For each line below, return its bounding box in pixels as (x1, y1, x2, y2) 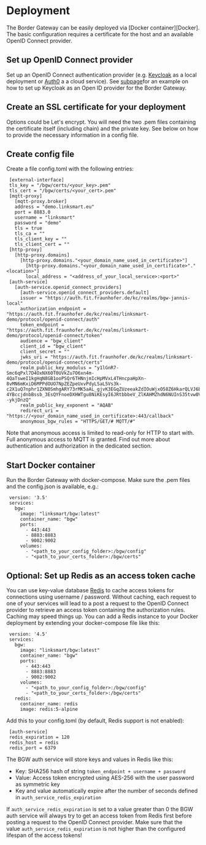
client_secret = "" (20, 349, 70, 355)
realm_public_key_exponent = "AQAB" (20, 402, 114, 408)
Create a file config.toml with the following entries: (6, 165, 134, 172)
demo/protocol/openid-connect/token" (6, 332, 103, 339)
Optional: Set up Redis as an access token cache (6, 570, 196, 581)
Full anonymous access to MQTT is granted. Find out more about (6, 436, 170, 443)
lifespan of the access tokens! (6, 832, 83, 839)
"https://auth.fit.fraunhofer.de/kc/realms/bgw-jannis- (45, 295, 191, 301)
